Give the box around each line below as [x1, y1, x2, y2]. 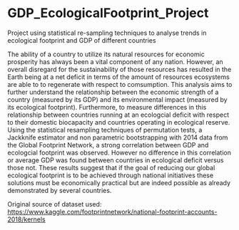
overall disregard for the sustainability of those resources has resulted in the [7, 65, 232, 73]
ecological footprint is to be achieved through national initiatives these [7, 171, 214, 179]
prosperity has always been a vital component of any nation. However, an [7, 57, 223, 66]
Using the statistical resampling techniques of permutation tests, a [7, 125, 203, 134]
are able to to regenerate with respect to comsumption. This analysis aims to [7, 80, 233, 88]
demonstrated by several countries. [7, 186, 112, 194]
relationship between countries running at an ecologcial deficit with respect [7, 110, 230, 119]
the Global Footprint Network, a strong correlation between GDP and [7, 140, 209, 149]
